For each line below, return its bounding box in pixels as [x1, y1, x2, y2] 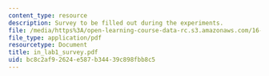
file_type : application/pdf [8, 33, 102, 42]
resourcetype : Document [8, 41, 88, 49]
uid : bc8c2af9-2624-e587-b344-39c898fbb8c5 [8, 56, 156, 64]
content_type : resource [8, 11, 88, 20]
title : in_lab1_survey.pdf [8, 48, 98, 56]
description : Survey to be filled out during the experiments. [8, 19, 224, 27]
